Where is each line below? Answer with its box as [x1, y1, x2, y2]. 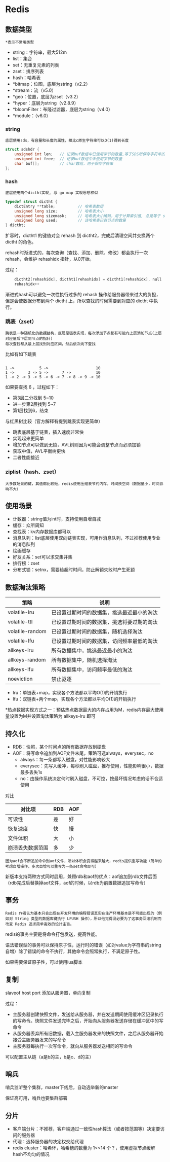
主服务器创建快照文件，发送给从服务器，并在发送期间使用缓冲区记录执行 [12, 1011, 163, 1017]
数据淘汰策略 [5, 583, 46, 591]
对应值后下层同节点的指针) [5, 336, 53, 341]
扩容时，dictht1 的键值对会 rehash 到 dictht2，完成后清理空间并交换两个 [5, 232, 155, 239]
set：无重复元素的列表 [12, 62, 59, 68]
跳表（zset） [5, 318, 37, 325]
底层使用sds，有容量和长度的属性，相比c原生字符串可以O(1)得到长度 [5, 138, 129, 143]
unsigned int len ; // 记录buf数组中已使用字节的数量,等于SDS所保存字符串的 [14, 152, 165, 157]
